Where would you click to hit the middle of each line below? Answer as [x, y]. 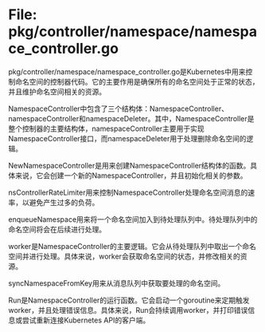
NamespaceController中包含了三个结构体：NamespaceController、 [119, 109]
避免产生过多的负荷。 [64, 202]
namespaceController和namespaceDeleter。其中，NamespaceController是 [131, 118]
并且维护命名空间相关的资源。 [57, 91]
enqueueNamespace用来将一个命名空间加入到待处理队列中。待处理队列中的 [133, 219]
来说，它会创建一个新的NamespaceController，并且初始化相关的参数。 [131, 175]
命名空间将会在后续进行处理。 [57, 229]
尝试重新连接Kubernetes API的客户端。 [86, 320]
